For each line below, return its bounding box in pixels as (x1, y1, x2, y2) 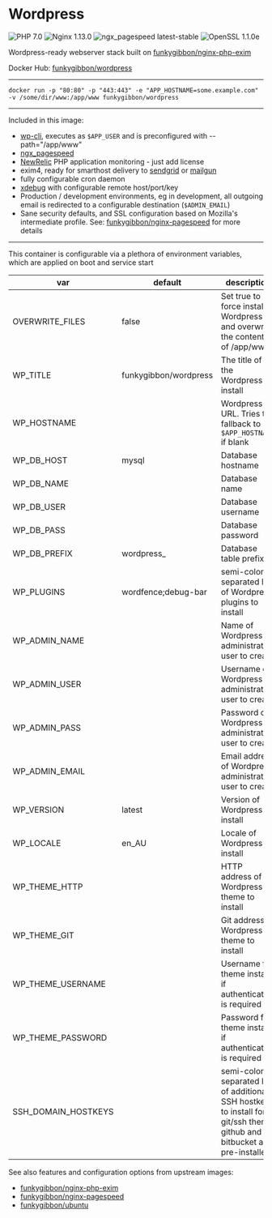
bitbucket (220, 1136, 257, 1147)
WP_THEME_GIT (12, 930, 74, 941)
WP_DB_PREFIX (12, 548, 73, 559)
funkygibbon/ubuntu (19, 1200, 89, 1210)
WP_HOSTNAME (12, 417, 77, 428)
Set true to (220, 290, 261, 301)
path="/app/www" (19, 139, 83, 149)
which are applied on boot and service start (8, 257, 154, 267)
